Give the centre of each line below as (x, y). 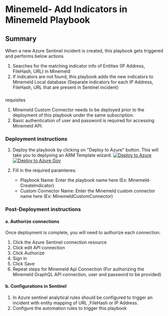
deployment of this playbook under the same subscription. (73, 115)
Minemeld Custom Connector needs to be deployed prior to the (78, 110)
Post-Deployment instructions (43, 209)
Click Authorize (29, 253)
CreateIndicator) (37, 186)
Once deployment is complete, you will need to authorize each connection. (83, 233)
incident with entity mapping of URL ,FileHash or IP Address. (75, 303)
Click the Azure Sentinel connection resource (60, 242)
